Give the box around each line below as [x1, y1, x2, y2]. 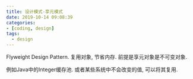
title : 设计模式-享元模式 [6, 8, 64, 15]
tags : [6, 31, 20, 37]
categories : [6, 20, 36, 26]
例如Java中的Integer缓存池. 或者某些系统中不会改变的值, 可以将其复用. [6, 66, 178, 73]
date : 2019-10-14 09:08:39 [6, 14, 73, 20]
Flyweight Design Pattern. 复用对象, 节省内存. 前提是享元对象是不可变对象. [6, 53, 188, 60]
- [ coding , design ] [6, 25, 55, 31]
